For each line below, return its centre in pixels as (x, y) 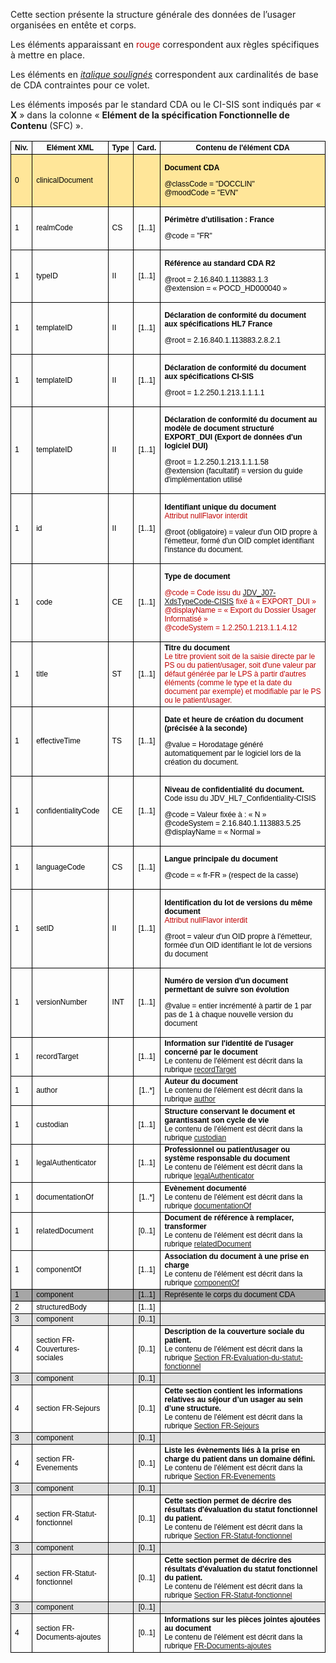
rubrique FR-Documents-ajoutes (218, 1645)
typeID (47, 275)
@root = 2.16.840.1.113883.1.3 (216, 279)
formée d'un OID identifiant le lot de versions (238, 945)
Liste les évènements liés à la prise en (232, 1450)
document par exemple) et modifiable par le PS (243, 691)
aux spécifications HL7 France (218, 324)
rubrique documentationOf (208, 1205)
